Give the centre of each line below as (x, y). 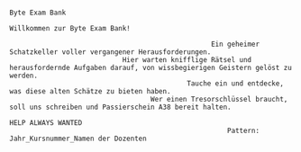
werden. (24, 76)
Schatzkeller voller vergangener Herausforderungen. (110, 52)
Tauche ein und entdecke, (235, 84)
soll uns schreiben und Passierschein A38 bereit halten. (120, 107)
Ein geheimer (235, 44)
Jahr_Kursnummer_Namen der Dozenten (78, 139)
